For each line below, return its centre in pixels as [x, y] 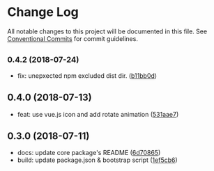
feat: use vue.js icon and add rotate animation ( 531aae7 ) [98, 114]
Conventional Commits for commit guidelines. [72, 38]
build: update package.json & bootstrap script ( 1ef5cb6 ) [97, 160]
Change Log [43, 12]
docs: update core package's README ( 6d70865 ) [89, 153]
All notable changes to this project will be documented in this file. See [107, 31]
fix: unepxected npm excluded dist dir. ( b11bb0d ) [87, 75]
